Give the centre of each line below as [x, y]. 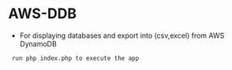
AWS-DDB [43, 14]
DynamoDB [38, 43]
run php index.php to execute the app [75, 58]
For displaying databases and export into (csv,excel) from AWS [122, 35]
